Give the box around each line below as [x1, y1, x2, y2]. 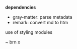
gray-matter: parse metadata [12, 14, 72, 20]
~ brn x [5, 39, 21, 45]
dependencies [5, 5, 36, 10]
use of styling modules [5, 29, 53, 35]
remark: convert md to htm [12, 20, 68, 25]
